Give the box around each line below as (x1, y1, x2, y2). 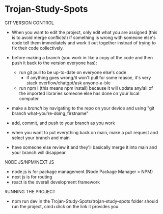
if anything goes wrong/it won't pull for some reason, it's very (26, 74, 151, 80)
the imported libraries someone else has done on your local (19, 90, 139, 96)
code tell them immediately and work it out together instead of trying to (11, 39, 156, 45)
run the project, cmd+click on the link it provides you (11, 203, 119, 209)
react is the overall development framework (11, 179, 100, 185)
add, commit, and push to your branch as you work (11, 120, 115, 126)
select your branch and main (11, 135, 70, 141)
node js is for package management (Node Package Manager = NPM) (11, 169, 153, 175)
